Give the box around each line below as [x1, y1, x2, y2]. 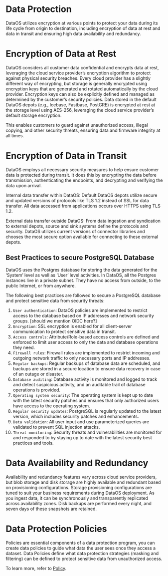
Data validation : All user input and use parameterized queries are [12, 418, 150, 425]
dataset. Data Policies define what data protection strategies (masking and [5, 550, 159, 556]
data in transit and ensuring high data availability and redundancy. [5, 30, 141, 36]
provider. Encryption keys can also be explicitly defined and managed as [5, 91, 155, 97]
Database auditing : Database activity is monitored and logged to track [12, 376, 158, 382]
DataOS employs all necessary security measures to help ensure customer [5, 166, 159, 173]
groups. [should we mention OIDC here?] [12, 318, 97, 324]
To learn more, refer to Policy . [5, 565, 67, 571]
